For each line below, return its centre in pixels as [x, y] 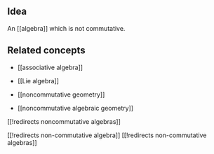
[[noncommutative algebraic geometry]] [75, 108]
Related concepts [46, 51]
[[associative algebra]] [50, 67]
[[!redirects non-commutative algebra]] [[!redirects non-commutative [107, 135]
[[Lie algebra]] [38, 80]
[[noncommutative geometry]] [61, 94]
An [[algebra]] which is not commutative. [66, 28]
